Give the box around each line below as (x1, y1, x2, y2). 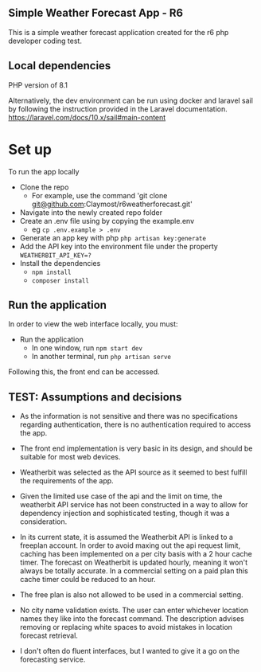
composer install (31, 276, 90, 285)
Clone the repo (19, 182, 69, 192)
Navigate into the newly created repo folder (19, 207, 163, 217)
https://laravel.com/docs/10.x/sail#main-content (8, 112, 166, 122)
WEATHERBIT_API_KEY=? (19, 251, 92, 260)
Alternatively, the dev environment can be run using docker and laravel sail (8, 96, 253, 105)
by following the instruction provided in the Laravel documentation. (8, 104, 228, 114)
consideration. (19, 517, 68, 526)
